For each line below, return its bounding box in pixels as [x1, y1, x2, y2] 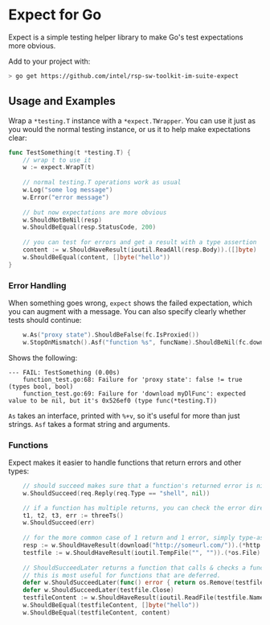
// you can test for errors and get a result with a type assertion [22, 238, 257, 246]
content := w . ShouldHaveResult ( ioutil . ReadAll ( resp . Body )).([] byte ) [22, 246, 257, 254]
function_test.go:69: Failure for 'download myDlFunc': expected [22, 389, 247, 398]
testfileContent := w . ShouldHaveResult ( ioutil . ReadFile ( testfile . [22, 594, 250, 602]
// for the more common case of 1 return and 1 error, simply [22, 534, 235, 542]
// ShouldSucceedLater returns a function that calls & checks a [22, 564, 247, 572]
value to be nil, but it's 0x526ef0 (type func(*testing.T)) [8, 396, 218, 404]
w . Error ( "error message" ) [22, 193, 110, 201]
